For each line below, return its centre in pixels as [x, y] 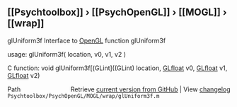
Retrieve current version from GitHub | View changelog [150, 89]
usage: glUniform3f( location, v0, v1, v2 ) [67, 54]
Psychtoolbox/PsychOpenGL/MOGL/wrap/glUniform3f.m [83, 96]
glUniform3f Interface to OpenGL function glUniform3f [87, 40]
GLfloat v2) [24, 75]
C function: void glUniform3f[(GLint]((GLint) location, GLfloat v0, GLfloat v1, [117, 68]
